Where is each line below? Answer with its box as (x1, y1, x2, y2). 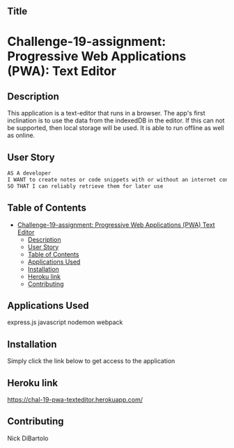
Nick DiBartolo (7, 434, 49, 442)
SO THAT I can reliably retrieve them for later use (7, 182, 164, 190)
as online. (7, 131, 36, 140)
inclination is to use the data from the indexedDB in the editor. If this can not (7, 116, 225, 125)
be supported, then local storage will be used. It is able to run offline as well (7, 124, 224, 132)
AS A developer (7, 170, 52, 177)
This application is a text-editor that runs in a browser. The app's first (7, 109, 205, 118)
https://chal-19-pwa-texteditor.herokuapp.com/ (7, 396, 143, 404)
